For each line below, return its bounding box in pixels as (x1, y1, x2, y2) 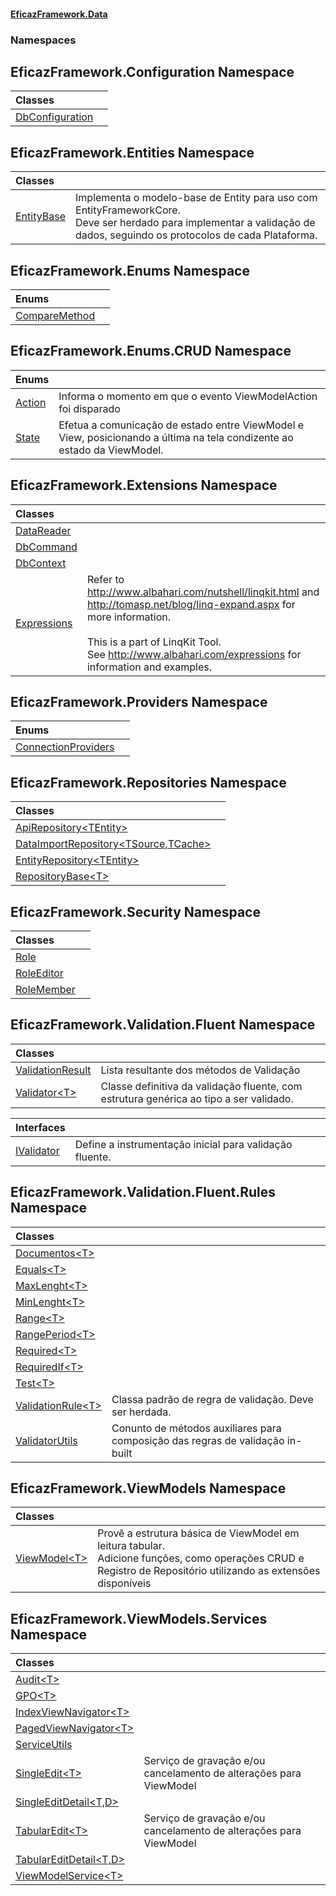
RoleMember (15, 983, 76, 997)
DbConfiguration (15, 110, 94, 124)
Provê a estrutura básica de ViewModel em (97, 1526, 300, 1540)
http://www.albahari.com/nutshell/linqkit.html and (86, 585, 320, 599)
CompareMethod (15, 308, 96, 322)
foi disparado (58, 401, 121, 415)
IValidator (15, 1143, 60, 1157)
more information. (86, 610, 171, 624)
